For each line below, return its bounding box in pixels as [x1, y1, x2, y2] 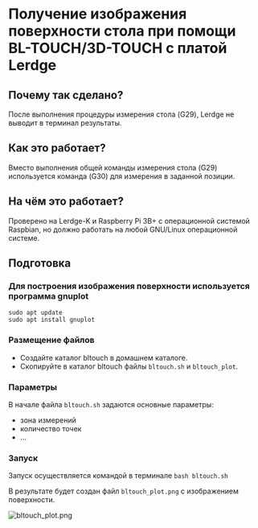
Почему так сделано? [8, 88, 124, 101]
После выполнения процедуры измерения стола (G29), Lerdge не [8, 109, 235, 119]
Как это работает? [8, 142, 106, 155]
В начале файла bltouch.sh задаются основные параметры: [8, 399, 215, 409]
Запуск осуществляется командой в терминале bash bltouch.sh [8, 471, 229, 481]
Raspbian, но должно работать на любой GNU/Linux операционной [8, 225, 238, 234]
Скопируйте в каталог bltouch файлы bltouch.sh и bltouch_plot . [19, 361, 239, 371]
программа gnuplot [8, 291, 89, 302]
